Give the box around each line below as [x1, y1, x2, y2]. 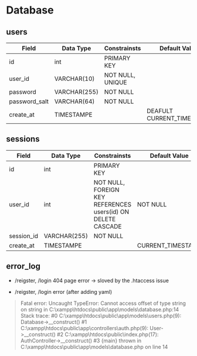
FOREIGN [93, 185, 120, 194]
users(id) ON [93, 208, 130, 216]
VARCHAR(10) [54, 74, 95, 83]
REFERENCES [93, 200, 132, 208]
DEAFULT [146, 107, 174, 115]
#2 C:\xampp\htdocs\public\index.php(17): [56, 331, 159, 338]
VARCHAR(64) [54, 97, 95, 106]
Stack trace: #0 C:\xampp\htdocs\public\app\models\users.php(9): [20, 312, 182, 319]
